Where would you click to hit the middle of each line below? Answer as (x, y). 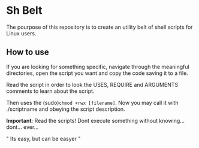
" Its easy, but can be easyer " (43, 138)
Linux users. (21, 33)
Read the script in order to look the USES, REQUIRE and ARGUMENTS (92, 84)
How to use (28, 52)
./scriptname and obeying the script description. (66, 109)
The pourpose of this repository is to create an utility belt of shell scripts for (99, 27)
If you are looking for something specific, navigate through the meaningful (98, 67)
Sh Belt (24, 10)
